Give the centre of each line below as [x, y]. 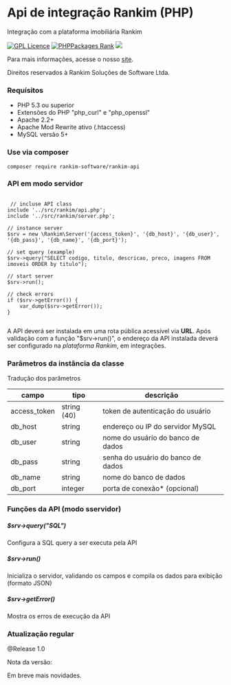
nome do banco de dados [144, 478]
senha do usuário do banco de [152, 458]
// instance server [35, 228]
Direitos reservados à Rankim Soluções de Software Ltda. [89, 72]
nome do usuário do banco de [151, 438]
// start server [30, 276]
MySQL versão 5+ [43, 135]
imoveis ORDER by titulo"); [47, 264]
